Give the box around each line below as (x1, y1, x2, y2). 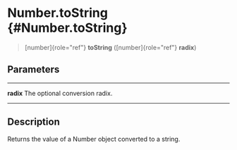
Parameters (7, 63, 60, 75)
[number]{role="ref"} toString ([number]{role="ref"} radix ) (24, 43, 197, 51)
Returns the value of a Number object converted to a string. (7, 135, 181, 143)
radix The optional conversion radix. (7, 89, 113, 97)
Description (7, 116, 60, 128)
